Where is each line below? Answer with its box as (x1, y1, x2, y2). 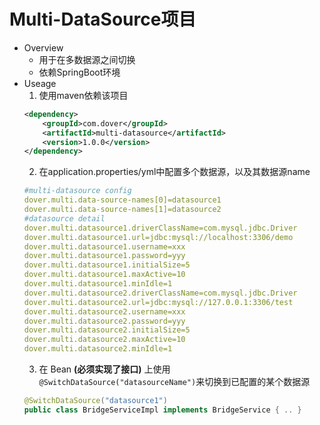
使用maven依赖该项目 (38, 89, 129, 101)
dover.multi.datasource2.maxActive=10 (23, 335, 186, 345)
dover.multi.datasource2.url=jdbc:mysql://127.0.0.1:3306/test (23, 297, 294, 307)
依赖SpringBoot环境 (38, 66, 121, 78)
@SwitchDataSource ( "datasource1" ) (23, 396, 168, 406)
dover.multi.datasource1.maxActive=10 (23, 270, 186, 280)
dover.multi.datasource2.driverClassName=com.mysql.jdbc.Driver (23, 288, 298, 298)
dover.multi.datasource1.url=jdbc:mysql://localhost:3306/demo (23, 232, 294, 242)
